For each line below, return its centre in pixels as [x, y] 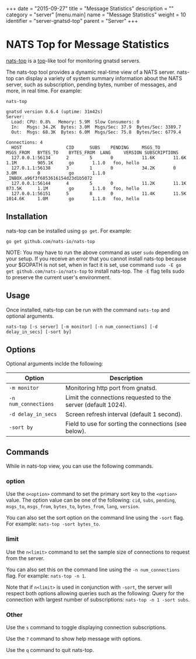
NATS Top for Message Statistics [87, 45]
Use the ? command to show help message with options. [74, 639]
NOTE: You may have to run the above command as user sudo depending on [97, 252]
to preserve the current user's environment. [59, 277]
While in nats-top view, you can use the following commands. [80, 466]
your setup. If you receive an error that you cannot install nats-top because [96, 258]
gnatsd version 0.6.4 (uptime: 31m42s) [55, 111]
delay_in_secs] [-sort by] [39, 332]
